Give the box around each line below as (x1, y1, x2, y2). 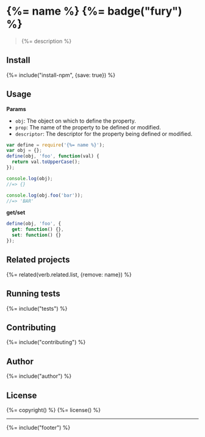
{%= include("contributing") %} (6, 339, 86, 346)
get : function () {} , (12, 226, 64, 233)
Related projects (6, 255, 70, 265)
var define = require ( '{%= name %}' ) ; (6, 142, 105, 148)
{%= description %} (21, 37, 72, 45)
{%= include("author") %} (6, 372, 72, 380)
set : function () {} (12, 232, 62, 239)
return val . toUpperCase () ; (12, 159, 81, 165)
